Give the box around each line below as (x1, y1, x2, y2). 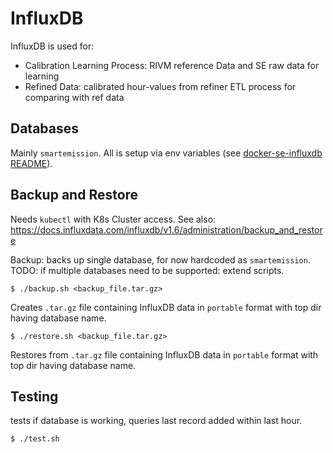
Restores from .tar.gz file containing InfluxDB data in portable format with (10, 348, 319, 361)
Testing (10, 388, 59, 405)
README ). (10, 157, 53, 169)
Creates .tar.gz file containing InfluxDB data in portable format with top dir (10, 301, 322, 313)
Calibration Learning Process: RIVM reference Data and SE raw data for (24, 59, 320, 71)
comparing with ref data (24, 91, 125, 103)
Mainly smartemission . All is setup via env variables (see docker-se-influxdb (10, 147, 323, 159)
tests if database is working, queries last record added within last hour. (10, 415, 303, 427)
